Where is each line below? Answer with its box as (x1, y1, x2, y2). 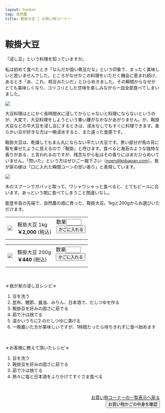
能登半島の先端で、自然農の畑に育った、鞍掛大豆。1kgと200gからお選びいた (5, 200, 160, 206)
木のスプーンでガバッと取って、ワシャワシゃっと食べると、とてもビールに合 (5, 183, 159, 189)
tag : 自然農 (5, 12, 27, 17)
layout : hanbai (5, 7, 36, 12)
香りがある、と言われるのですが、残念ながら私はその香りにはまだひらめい (5, 152, 156, 157)
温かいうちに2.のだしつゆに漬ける (12, 318, 81, 324)
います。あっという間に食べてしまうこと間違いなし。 (5, 190, 112, 196)
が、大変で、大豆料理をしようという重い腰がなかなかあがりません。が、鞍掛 (5, 117, 160, 123)
